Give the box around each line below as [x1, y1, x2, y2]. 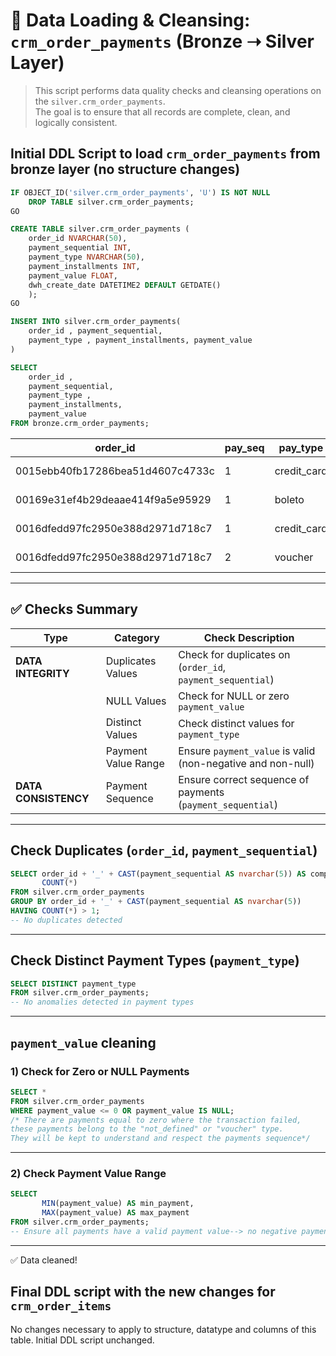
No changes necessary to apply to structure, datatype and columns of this [10, 1323, 317, 1335]
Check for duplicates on [178, 647, 291, 661]
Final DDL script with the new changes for [10, 1284, 276, 1301]
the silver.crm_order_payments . [34, 95, 166, 107]
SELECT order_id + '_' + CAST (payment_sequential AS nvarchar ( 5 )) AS [10, 869, 307, 879]
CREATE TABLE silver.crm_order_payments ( [10, 224, 190, 234]
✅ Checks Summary [10, 601, 138, 618]
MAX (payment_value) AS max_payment [41, 1208, 190, 1218]
